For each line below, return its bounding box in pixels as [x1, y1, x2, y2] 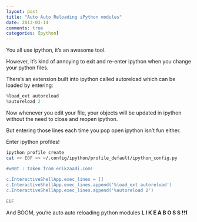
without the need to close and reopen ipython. [6, 115, 118, 122]
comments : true [6, 25, 44, 31]
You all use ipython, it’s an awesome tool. [6, 46, 106, 53]
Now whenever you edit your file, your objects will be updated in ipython [6, 109, 182, 116]
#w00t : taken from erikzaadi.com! [6, 166, 94, 171]
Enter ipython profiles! [6, 138, 60, 145]
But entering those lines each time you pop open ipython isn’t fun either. [6, 127, 181, 134]
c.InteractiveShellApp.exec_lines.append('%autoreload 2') [6, 187, 154, 194]
